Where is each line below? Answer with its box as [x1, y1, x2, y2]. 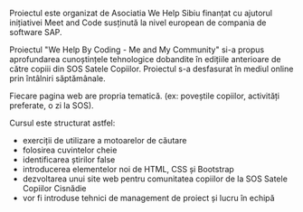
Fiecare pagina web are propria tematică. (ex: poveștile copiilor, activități [9, 90, 280, 101]
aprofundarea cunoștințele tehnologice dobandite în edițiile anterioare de [9, 54, 281, 64]
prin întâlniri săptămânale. [9, 73, 106, 84]
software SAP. [9, 27, 62, 37]
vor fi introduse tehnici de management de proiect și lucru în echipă [22, 193, 275, 203]
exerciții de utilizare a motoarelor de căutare [22, 135, 187, 145]
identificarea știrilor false [22, 154, 116, 165]
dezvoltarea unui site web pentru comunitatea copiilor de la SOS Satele [22, 173, 288, 184]
